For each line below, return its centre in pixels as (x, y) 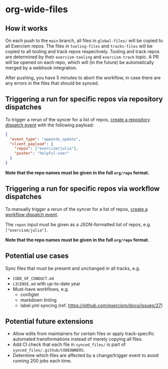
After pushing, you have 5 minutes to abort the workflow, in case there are (83, 78)
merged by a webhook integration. (41, 68)
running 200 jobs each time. (42, 361)
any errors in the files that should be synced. (52, 83)
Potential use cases (37, 256)
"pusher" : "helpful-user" (42, 154)
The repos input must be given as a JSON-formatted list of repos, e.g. (78, 224)
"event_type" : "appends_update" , (45, 139)
